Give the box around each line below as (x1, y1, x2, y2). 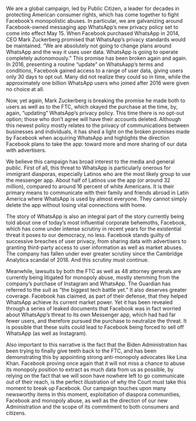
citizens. (6, 409, 26, 416)
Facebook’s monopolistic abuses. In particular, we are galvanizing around (6, 18, 183, 24)
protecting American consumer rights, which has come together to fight (6, 11, 180, 18)
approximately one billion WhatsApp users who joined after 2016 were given (6, 80, 190, 87)
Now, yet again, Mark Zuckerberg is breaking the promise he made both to (6, 97, 185, 104)
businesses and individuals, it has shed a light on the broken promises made (6, 128, 190, 135)
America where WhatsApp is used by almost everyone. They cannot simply (6, 195, 187, 202)
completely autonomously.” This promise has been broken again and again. (6, 55, 187, 61)
